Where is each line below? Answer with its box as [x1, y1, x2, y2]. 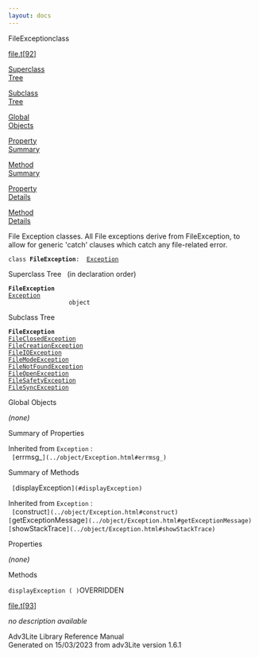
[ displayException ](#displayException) [11, 483, 143, 492]
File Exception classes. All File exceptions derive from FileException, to [8, 231, 241, 241]
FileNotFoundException [8, 363, 83, 371]
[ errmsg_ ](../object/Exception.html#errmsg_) [11, 452, 167, 461]
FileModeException [8, 356, 69, 363]
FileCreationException [8, 341, 83, 350]
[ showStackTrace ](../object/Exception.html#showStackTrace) [8, 523, 216, 533]
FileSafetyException [8, 376, 77, 384]
